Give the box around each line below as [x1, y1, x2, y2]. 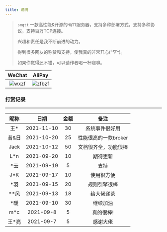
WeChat [7, 72, 27, 79]
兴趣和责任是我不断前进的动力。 [17, 38, 83, 44]
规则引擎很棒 [87, 181, 118, 188]
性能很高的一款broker [78, 134, 128, 141]
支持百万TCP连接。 [26, 28, 66, 34]
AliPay [33, 72, 49, 79]
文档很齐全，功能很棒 [78, 143, 128, 150]
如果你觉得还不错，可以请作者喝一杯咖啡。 [17, 59, 105, 65]
